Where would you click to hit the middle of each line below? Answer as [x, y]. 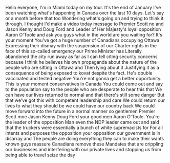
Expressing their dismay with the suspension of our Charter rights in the [81, 46]
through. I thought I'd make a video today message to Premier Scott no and [84, 24]
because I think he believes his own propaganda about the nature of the [81, 62]
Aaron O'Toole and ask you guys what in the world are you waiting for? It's [84, 35]
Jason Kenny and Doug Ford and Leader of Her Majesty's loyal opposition [83, 29]
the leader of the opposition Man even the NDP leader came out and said [82, 122]
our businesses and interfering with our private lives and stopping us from [83, 149]
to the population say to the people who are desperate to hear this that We [84, 89]
